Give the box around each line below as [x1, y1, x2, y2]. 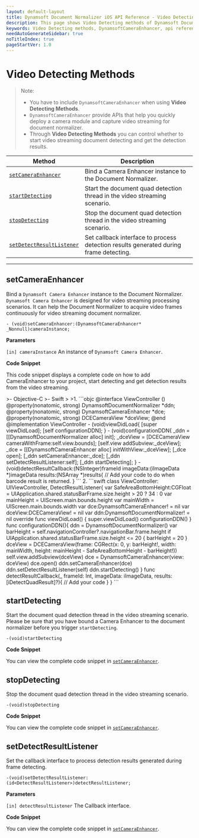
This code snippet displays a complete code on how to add [6, 371, 150, 378]
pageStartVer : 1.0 [6, 42, 52, 48]
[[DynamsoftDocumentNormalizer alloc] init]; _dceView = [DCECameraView [6, 433, 190, 440]
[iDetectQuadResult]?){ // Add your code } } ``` [6, 578, 120, 586]
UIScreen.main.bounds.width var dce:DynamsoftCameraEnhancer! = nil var [6, 503, 190, 510]
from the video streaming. [6, 384, 69, 391]
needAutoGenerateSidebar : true [6, 31, 84, 37]
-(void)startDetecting [6, 636, 62, 642]
